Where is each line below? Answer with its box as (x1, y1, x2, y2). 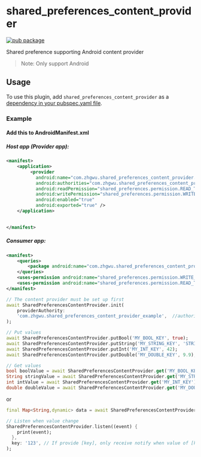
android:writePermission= (35, 191, 100, 197)
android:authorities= (35, 180, 90, 186)
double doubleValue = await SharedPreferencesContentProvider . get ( (6, 385, 178, 391)
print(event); (17, 429, 52, 435)
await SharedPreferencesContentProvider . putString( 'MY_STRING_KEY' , (6, 340, 181, 346)
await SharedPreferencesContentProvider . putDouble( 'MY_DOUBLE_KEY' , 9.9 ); (6, 352, 197, 358)
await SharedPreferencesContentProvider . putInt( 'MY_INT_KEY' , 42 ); (6, 346, 178, 352)
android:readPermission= (35, 185, 98, 192)
